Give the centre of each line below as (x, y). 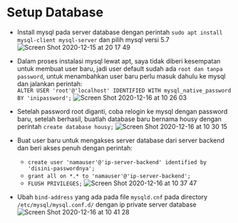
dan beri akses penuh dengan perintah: (75, 147)
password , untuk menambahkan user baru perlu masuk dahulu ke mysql (121, 76)
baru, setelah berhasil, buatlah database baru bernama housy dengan (119, 119)
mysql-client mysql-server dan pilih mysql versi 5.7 (93, 39)
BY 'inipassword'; (44, 98)
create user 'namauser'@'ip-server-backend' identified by (117, 162)
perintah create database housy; (65, 126)
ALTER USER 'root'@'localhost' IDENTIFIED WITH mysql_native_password (124, 90)
